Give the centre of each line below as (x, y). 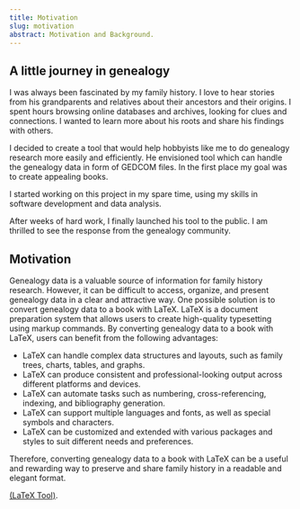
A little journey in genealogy (90, 71)
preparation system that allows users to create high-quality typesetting (141, 319)
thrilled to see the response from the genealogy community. (120, 231)
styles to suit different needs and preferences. (108, 441)
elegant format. (38, 478)
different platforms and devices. (81, 384)
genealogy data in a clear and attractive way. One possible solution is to (142, 299)
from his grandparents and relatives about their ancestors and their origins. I (150, 102)
